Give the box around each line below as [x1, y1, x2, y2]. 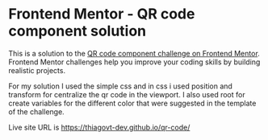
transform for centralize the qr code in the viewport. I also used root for [8, 89, 245, 99]
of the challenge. [8, 106, 65, 117]
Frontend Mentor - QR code [8, 5, 195, 23]
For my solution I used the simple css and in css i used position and [8, 81, 232, 91]
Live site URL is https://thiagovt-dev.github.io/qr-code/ [8, 122, 191, 132]
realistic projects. [8, 65, 66, 75]
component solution [8, 22, 147, 40]
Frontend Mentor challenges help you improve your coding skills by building [8, 57, 261, 67]
